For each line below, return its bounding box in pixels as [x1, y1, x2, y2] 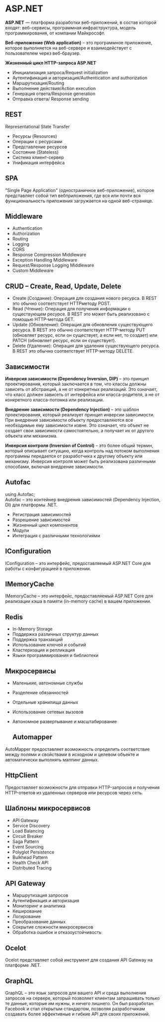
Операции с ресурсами [12, 138, 63, 144]
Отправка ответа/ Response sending [12, 95, 89, 102]
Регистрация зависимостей [12, 511, 71, 517]
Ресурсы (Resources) [12, 133, 57, 139]
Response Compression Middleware [12, 252, 87, 258]
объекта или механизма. [5, 433, 58, 439]
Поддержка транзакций [12, 637, 63, 643]
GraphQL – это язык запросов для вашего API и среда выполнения [5, 990, 146, 996]
